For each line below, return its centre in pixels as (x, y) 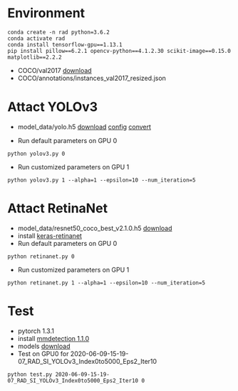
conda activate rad (36, 38)
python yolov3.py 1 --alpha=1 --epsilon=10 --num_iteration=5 (102, 180)
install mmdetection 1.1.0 (53, 338)
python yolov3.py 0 (36, 154)
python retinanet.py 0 (41, 256)
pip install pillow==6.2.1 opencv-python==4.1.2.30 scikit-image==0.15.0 (119, 51)
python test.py (30, 374)
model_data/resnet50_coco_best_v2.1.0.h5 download (95, 228)
